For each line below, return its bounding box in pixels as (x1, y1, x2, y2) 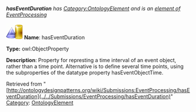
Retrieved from (6, 80, 42, 87)
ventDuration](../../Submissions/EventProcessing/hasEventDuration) (6, 93, 171, 100)
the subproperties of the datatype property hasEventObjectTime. (6, 69, 164, 76)
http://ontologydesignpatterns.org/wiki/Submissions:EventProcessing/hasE (8, 87, 190, 93)
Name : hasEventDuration (24, 34, 85, 40)
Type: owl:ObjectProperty (6, 45, 69, 52)
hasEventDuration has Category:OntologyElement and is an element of (6, 5, 181, 12)
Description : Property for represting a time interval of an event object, (6, 57, 177, 63)
